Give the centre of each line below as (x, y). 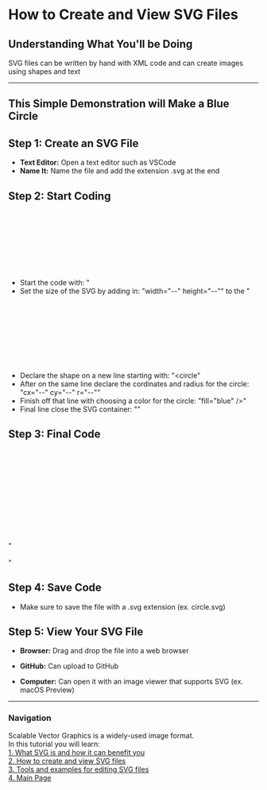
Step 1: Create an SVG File (74, 143)
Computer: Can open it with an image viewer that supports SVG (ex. (132, 682)
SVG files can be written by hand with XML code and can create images (126, 63)
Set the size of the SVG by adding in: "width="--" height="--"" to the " (135, 291)
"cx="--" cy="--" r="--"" (60, 393)
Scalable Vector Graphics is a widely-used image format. (101, 735)
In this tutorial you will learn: (54, 744)
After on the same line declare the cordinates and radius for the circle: (134, 384)
